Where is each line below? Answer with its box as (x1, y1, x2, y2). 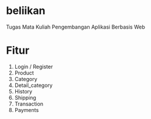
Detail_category (14, 82, 53, 89)
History (14, 87, 33, 94)
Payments (14, 106, 39, 113)
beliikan (6, 4, 46, 17)
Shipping (14, 94, 36, 101)
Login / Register (14, 63, 53, 70)
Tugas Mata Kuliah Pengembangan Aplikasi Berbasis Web (6, 23, 145, 30)
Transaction (14, 100, 44, 107)
